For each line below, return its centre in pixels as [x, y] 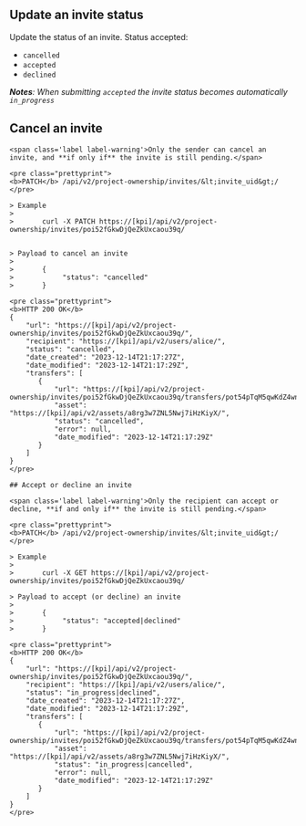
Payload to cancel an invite [73, 253]
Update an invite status [76, 15]
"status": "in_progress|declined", [93, 693]
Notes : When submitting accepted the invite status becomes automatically [149, 91]
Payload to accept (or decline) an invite [99, 597]
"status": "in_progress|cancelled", [124, 764]
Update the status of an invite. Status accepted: [99, 37]
